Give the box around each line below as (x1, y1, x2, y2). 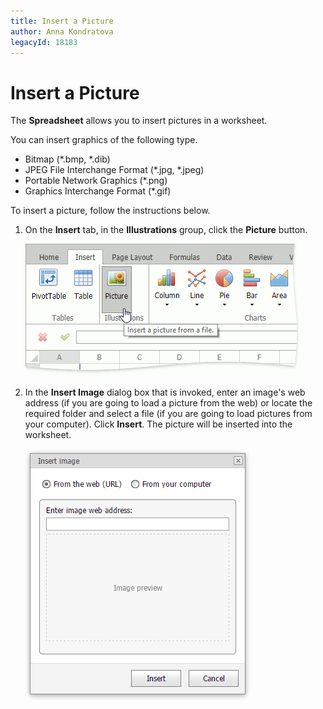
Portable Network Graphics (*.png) (24, 175, 168, 187)
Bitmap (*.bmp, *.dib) (24, 153, 111, 165)
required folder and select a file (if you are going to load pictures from (24, 408, 313, 420)
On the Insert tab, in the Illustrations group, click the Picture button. (24, 224, 308, 236)
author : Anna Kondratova (10, 26, 114, 37)
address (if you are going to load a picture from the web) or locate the (24, 397, 313, 409)
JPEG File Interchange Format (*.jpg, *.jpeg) (24, 164, 205, 176)
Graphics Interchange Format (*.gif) (24, 185, 172, 197)
